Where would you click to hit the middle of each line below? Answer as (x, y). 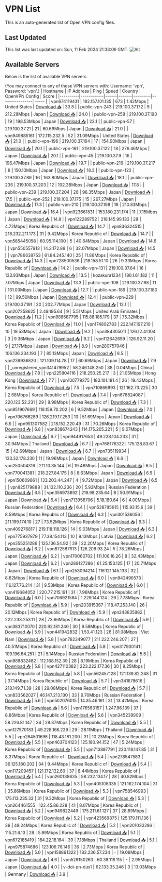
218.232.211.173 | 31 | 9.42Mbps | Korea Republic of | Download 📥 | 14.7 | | (79, 234)
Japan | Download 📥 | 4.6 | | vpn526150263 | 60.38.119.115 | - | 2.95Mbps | (80, 859)
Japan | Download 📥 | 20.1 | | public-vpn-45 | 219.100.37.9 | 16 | (68, 155)
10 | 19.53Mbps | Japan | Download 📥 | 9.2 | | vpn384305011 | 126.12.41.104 (80, 331)
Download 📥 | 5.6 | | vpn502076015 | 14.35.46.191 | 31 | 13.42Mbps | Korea (79, 700)
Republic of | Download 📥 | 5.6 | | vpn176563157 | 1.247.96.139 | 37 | (73, 708)
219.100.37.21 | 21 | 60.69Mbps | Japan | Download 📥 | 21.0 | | (66, 128)
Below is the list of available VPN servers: (46, 76)
